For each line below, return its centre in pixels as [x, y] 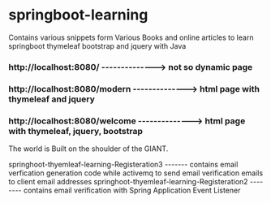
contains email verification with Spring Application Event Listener [132, 190]
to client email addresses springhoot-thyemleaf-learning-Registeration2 [129, 182]
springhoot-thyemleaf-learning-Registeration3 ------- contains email [123, 165]
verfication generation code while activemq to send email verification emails [136, 173]
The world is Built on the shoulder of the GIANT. [88, 149]
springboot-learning [78, 15]
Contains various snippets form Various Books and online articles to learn [131, 37]
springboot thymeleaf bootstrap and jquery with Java [97, 45]
